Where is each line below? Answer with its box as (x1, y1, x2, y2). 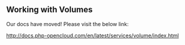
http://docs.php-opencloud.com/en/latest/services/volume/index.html (6, 32, 179, 39)
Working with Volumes (6, 5, 93, 15)
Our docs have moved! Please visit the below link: (6, 20, 129, 27)
